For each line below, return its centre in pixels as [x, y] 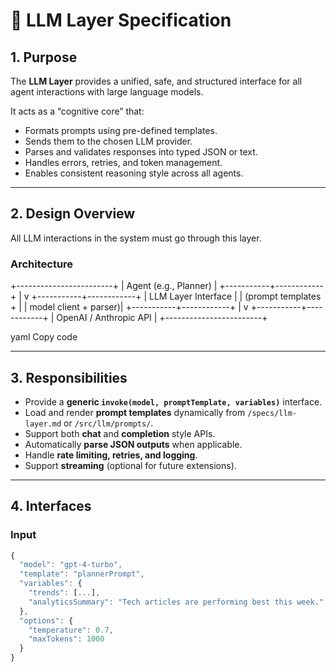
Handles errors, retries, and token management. [123, 162]
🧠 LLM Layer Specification [121, 20]
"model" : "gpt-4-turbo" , [71, 565]
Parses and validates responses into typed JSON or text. [141, 152]
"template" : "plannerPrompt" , [82, 574]
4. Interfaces [51, 506]
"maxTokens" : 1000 [66, 639]
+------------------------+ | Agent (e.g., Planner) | [114, 286]
